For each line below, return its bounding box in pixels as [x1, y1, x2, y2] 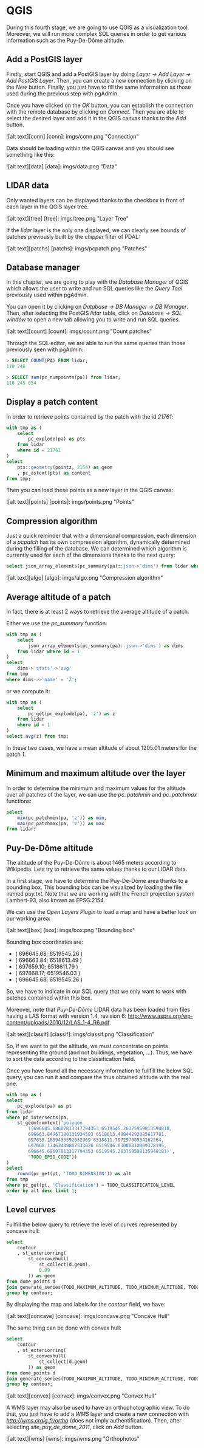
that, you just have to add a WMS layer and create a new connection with [6, 1410, 189, 1418]
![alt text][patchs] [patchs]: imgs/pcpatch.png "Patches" [6, 244, 148, 252]
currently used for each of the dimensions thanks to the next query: [6, 551, 175, 559]
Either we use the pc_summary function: [6, 619, 107, 626]
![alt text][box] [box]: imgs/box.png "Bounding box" [6, 927, 135, 934]
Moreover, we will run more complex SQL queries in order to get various [6, 30, 186, 37]
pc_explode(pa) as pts [28, 436, 86, 442]
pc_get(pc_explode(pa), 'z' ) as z [28, 710, 115, 717]
